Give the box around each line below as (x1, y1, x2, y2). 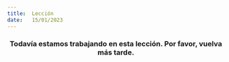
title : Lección (7, 10, 54, 17)
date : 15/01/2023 (7, 17, 63, 23)
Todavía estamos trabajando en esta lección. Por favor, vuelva (9, 39, 223, 49)
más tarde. (97, 48, 135, 57)
